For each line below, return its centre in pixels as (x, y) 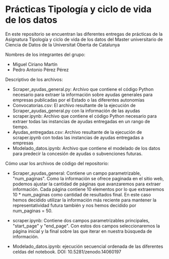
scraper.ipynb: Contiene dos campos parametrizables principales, (81, 220)
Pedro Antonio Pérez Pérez (41, 70)
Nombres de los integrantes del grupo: (45, 55)
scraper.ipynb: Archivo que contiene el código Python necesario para (85, 116)
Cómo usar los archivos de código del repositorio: (57, 163)
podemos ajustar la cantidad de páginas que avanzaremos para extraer (87, 184)
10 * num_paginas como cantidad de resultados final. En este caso (82, 194)
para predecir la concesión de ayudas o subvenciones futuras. (77, 153)
